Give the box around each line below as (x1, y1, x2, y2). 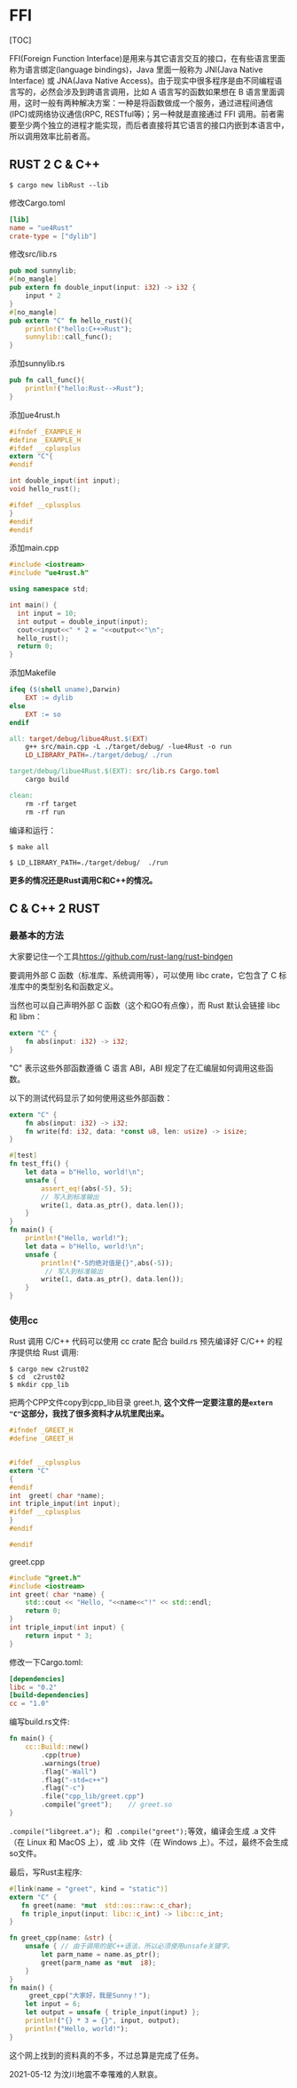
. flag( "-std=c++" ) (41, 1775, 109, 1784)
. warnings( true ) (41, 1758, 101, 1768)
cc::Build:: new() (25, 1742, 90, 1751)
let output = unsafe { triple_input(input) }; (25, 2008, 200, 2017)
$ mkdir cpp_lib (9, 1381, 69, 1390)
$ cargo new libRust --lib (9, 180, 109, 189)
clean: (9, 791, 34, 800)
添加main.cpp (9, 543, 59, 554)
